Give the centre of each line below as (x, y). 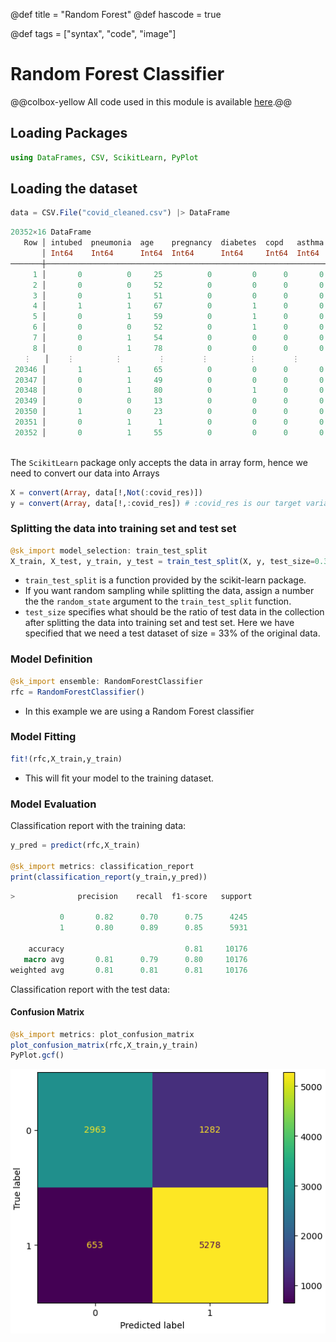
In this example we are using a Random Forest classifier (139, 711)
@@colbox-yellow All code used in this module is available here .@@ (151, 101)
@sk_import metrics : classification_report (102, 866)
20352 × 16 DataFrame (51, 232)
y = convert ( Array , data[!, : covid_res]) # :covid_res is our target (156, 503)
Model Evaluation (53, 804)
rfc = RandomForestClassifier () (77, 692)
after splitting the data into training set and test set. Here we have (159, 623)
